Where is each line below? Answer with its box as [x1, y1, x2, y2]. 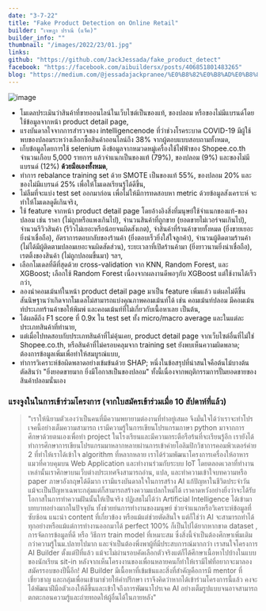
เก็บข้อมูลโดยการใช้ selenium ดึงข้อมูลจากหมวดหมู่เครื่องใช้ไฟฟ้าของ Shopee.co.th [19, 144, 246, 153]
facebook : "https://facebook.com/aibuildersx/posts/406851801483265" [8, 63, 243, 71]
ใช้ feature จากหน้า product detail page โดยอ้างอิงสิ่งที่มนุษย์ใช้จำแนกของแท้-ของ [19, 206, 248, 215]
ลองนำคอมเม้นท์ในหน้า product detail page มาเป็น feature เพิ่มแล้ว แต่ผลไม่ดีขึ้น [19, 286, 246, 296]
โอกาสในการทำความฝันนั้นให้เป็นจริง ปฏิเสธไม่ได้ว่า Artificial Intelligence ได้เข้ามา [27, 494, 253, 504]
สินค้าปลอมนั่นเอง [19, 375, 66, 385]
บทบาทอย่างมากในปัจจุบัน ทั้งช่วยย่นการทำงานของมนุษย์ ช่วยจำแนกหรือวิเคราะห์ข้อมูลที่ [27, 503, 252, 513]
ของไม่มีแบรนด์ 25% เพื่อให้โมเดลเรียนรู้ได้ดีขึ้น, [19, 179, 146, 189]
